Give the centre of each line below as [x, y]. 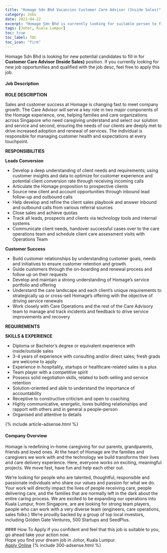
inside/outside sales [33, 351]
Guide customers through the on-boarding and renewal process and [82, 269]
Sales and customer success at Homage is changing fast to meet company [82, 104]
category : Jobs [21, 14]
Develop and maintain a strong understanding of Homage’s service [81, 279]
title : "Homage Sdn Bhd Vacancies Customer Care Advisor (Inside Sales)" [83, 10]
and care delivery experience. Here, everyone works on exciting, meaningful [83, 463]
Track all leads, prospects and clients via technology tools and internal [84, 218]
